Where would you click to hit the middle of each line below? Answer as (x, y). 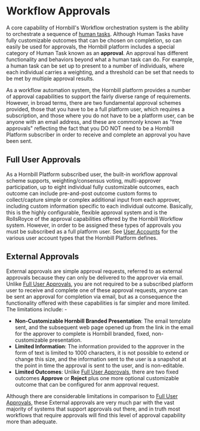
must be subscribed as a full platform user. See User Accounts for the (92, 231)
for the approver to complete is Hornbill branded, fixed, (83, 333)
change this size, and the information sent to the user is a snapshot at (101, 359)
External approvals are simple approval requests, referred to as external (94, 271)
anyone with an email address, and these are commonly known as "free (94, 122)
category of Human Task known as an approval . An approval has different (97, 53)
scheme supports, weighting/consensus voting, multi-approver (84, 180)
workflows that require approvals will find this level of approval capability (96, 415)
